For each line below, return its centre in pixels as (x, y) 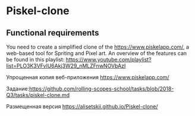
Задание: (18, 89)
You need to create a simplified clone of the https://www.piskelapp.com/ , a (97, 47)
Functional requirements (53, 33)
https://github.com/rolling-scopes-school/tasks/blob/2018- (101, 89)
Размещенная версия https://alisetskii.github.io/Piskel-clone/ (82, 107)
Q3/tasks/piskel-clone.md (38, 95)
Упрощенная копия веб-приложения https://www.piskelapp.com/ (88, 77)
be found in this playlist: (35, 59)
